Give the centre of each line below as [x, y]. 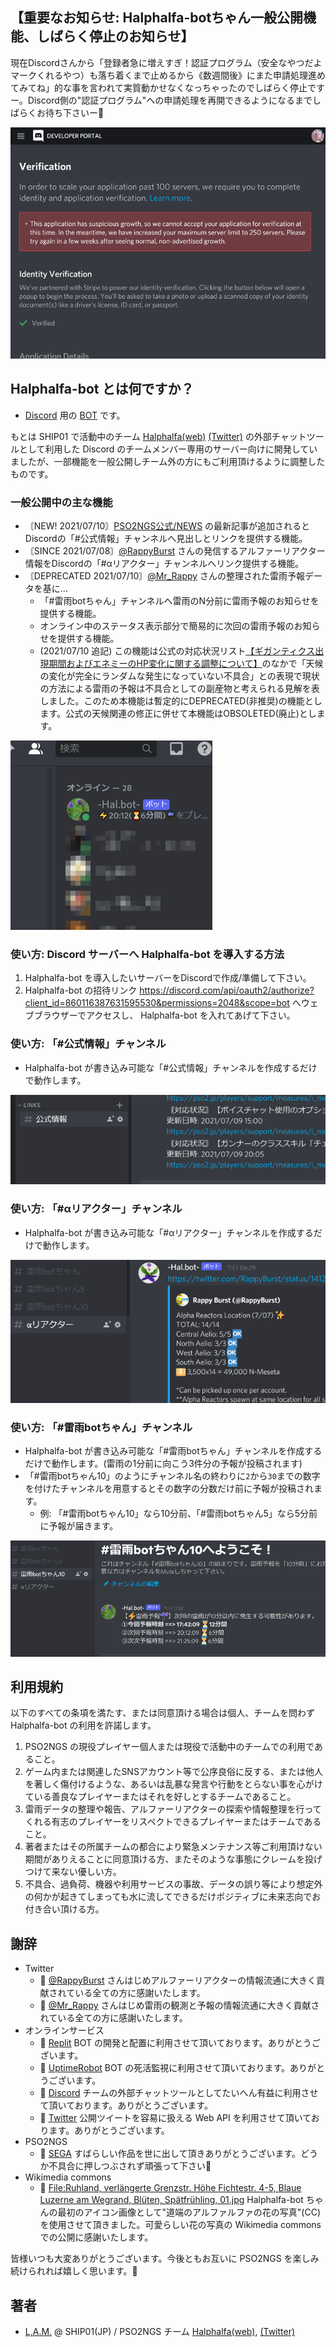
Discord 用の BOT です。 [75, 415]
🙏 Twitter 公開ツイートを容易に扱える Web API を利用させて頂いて [175, 2118]
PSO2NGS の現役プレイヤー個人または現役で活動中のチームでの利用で [169, 1747]
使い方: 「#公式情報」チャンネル [88, 1044]
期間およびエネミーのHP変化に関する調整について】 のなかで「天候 [186, 664]
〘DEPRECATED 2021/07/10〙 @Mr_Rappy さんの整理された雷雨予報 [165, 576]
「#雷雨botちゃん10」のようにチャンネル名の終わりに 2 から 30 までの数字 [172, 1475]
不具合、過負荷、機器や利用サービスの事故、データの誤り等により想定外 [173, 1884]
